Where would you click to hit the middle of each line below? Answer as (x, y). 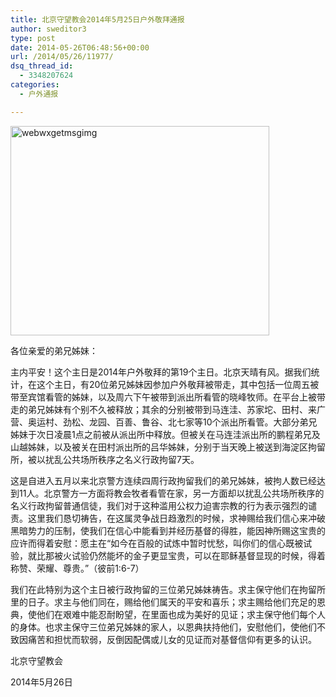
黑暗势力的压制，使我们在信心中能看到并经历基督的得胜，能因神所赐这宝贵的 (168, 530)
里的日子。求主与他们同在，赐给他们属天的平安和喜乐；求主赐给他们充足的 (163, 602)
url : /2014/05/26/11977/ (62, 57)
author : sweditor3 (48, 29)
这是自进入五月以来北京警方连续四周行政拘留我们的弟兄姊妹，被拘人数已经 (163, 480)
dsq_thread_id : (42, 66)
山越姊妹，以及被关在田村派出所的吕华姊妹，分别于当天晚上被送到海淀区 (159, 447)
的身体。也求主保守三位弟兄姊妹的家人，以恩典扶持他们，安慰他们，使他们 (163, 627)
